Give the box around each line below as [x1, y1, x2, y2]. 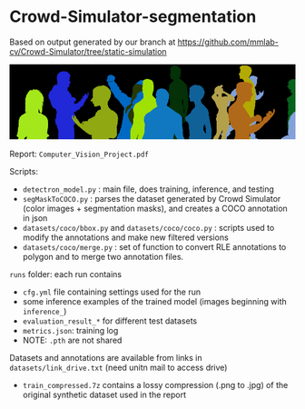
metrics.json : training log [22, 324, 119, 335]
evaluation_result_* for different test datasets [22, 315, 198, 326]
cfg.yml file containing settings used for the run [22, 286, 202, 297]
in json [22, 212, 48, 224]
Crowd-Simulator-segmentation [9, 6, 257, 27]
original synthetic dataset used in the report [22, 389, 187, 400]
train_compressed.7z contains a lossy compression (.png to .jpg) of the [22, 379, 289, 390]
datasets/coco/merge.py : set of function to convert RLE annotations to [22, 241, 287, 252]
